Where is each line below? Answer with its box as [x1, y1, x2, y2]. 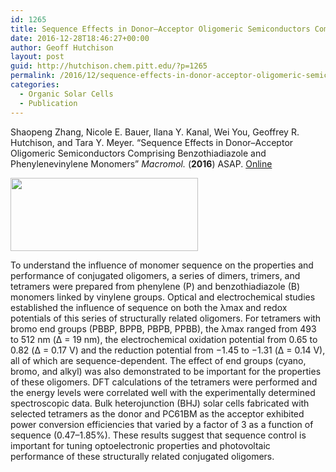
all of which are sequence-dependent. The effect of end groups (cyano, [10, 354, 307, 366]
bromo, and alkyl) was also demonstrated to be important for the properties [10, 365, 322, 377]
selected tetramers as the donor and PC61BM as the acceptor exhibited [10, 407, 305, 420]
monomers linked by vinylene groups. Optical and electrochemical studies [10, 291, 316, 303]
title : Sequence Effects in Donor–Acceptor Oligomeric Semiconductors [10, 24, 311, 34]
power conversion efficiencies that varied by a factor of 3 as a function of [10, 418, 314, 430]
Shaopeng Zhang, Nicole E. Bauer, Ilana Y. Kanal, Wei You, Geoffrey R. [10, 126, 300, 138]
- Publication [19, 98, 78, 108]
